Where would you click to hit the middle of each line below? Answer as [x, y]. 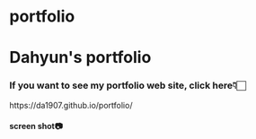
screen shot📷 [36, 126]
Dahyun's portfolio [80, 58]
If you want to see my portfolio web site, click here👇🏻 [128, 85]
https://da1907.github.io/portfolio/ [71, 105]
